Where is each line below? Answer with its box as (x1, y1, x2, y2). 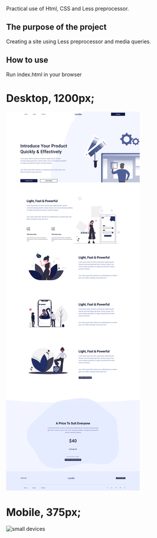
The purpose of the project (6, 22, 107, 32)
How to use (6, 55, 48, 65)
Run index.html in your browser (6, 71, 82, 78)
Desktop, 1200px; (6, 91, 95, 105)
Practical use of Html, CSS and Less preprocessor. (6, 5, 129, 12)
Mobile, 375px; (6, 505, 81, 519)
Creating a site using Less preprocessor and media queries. (6, 38, 152, 45)
